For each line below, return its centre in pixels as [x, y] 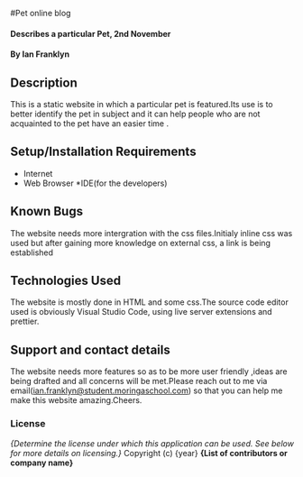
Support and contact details [90, 349]
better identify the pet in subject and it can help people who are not [135, 114]
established [32, 252]
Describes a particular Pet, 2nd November [91, 33]
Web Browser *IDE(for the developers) [95, 183]
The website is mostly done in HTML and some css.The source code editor [150, 302]
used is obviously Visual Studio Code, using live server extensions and [142, 312]
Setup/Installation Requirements [103, 152]
